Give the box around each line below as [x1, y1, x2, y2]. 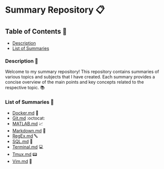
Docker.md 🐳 [12, 110, 39, 116]
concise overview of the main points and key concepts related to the [5, 79, 144, 85]
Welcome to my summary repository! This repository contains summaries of [5, 69, 159, 74]
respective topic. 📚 [5, 85, 45, 91]
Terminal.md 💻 [12, 144, 43, 150]
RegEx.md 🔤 [12, 133, 38, 139]
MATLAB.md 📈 [12, 121, 43, 126]
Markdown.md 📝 [12, 127, 46, 133]
